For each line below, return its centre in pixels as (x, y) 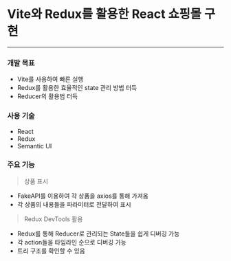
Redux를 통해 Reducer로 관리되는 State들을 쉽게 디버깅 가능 (98, 234)
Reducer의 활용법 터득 (47, 96)
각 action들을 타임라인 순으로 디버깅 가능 (72, 242)
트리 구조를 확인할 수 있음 (51, 251)
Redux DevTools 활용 (53, 219)
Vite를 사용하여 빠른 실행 (50, 79)
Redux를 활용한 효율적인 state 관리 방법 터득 (77, 88)
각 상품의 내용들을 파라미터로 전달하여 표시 (74, 204)
